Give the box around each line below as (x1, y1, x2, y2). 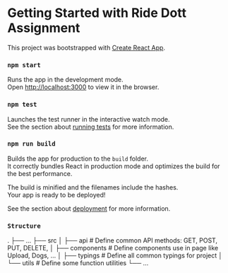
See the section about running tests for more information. (7, 122, 174, 131)
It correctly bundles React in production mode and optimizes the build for (7, 161, 220, 170)
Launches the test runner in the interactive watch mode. (7, 115, 171, 123)
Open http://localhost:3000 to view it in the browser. (7, 83, 160, 91)
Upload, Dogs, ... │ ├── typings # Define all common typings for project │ (7, 251, 223, 260)
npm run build (7, 140, 56, 148)
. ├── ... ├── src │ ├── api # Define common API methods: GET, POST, (7, 236, 217, 245)
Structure (7, 221, 41, 230)
